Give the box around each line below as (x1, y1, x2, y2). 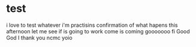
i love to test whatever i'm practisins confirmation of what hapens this (6, 21, 178, 29)
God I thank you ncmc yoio (6, 34, 73, 41)
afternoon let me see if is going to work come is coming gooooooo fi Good (6, 27, 190, 35)
